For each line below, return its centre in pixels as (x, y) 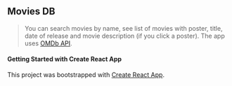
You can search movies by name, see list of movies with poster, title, (123, 28)
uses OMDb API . (48, 43)
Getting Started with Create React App (64, 59)
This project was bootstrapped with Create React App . (86, 75)
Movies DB (31, 12)
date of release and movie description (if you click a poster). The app (124, 36)
